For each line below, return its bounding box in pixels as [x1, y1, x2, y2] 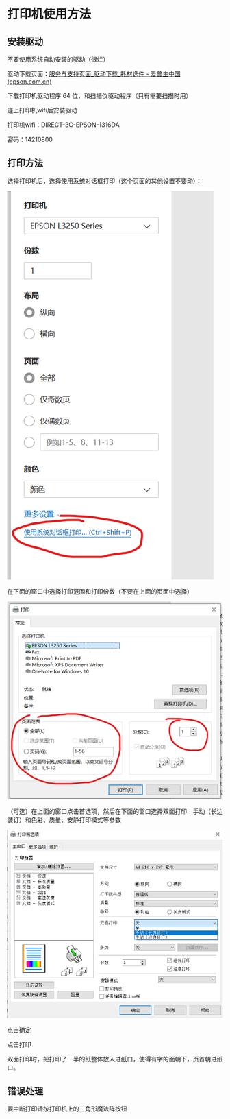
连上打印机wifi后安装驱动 [7, 106, 77, 114]
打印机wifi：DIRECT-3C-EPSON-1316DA [7, 121, 120, 129]
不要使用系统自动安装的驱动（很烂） [7, 56, 110, 63]
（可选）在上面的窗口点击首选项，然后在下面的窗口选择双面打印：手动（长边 [7, 807, 223, 816]
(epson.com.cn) [7, 77, 52, 86]
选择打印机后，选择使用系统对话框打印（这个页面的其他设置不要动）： [7, 176, 202, 185]
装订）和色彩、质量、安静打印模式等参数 [7, 816, 121, 824]
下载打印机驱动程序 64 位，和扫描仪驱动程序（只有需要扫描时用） [7, 92, 192, 99]
